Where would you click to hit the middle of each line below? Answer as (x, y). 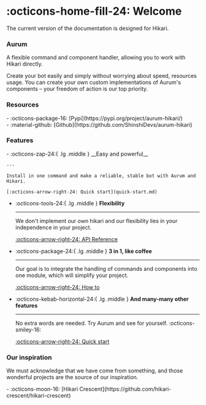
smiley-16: (28, 330)
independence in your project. (53, 227)
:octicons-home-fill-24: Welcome (94, 11)
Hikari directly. (25, 64)
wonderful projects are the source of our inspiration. (72, 377)
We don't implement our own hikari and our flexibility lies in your (96, 221)
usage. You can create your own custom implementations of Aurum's (94, 82)
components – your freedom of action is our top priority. (77, 89)
